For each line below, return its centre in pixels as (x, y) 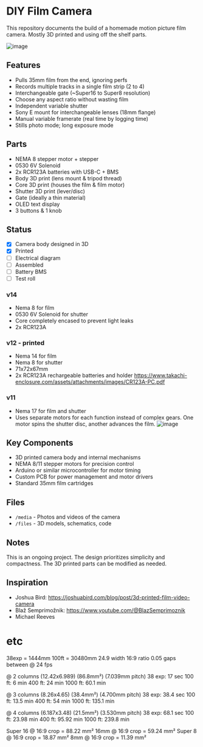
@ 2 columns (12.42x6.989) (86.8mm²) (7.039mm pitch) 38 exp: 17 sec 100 (100, 676)
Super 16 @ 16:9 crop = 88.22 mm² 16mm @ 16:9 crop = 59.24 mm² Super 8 (101, 731)
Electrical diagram (38, 258)
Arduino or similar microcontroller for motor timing (78, 470)
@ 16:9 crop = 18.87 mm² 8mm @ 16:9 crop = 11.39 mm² (77, 737)
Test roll (25, 278)
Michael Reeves (35, 616)
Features (23, 65)
